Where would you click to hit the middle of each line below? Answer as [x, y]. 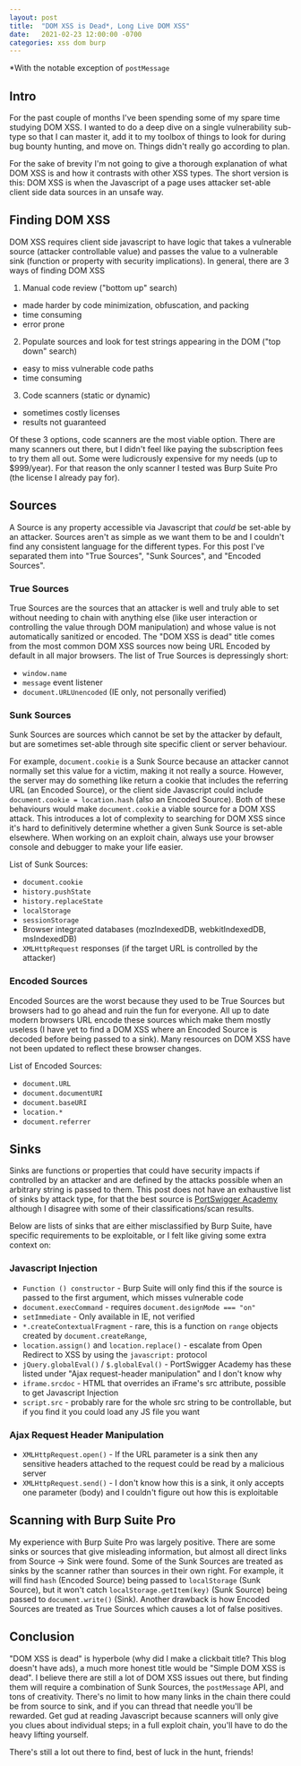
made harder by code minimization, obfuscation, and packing [135, 304]
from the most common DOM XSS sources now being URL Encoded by [140, 646]
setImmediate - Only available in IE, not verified [108, 1316]
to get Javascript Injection [70, 1393]
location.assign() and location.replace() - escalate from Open [142, 1345]
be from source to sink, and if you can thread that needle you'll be [131, 1706]
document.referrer [56, 1122]
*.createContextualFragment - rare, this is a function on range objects [150, 1325]
